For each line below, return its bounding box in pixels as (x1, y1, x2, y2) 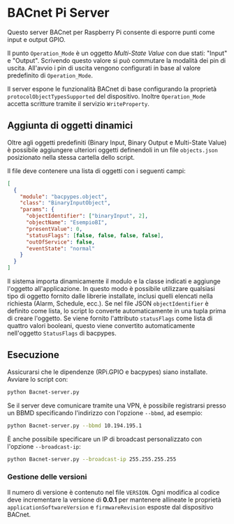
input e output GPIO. (7, 35, 66, 43)
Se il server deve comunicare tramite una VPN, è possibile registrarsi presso (7, 401, 226, 410)
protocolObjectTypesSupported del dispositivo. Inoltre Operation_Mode (7, 92, 206, 100)
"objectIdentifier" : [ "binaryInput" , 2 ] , (25, 213, 149, 220)
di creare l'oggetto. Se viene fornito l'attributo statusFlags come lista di (7, 314, 213, 322)
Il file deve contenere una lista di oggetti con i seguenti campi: (7, 166, 187, 175)
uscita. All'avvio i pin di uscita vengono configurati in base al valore (7, 63, 201, 72)
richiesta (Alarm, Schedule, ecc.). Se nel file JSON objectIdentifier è (7, 299, 209, 308)
